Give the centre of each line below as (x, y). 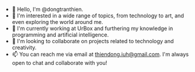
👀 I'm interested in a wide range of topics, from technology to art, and (98, 16)
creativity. (24, 47)
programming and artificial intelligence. (60, 35)
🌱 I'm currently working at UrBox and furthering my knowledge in (92, 28)
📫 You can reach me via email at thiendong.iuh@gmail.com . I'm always (100, 54)
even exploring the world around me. (57, 22)
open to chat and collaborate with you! (59, 63)
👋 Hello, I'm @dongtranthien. (47, 9)
